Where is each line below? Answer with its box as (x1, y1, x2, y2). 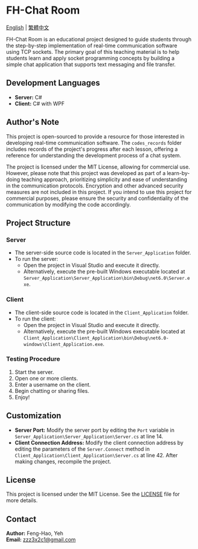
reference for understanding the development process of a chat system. (6, 151, 181, 159)
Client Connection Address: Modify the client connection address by (14, 439, 184, 446)
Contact (6, 514, 37, 524)
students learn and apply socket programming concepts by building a (6, 54, 175, 62)
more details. (6, 497, 38, 504)
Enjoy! (14, 393, 30, 401)
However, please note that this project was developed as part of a (6, 169, 166, 176)
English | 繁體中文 (6, 24, 49, 31)
